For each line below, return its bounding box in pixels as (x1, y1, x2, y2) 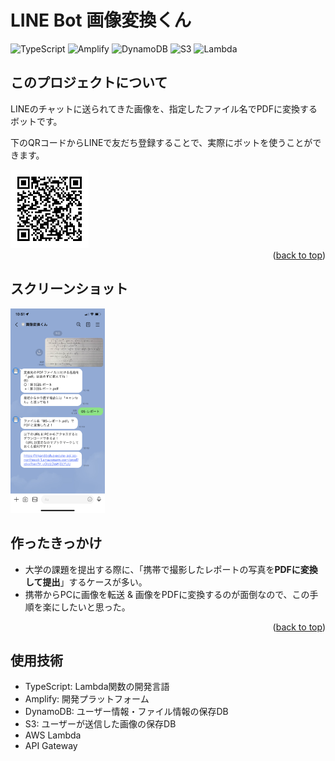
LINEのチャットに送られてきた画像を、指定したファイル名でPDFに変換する (10, 102, 318, 115)
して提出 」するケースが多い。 (24, 576, 148, 588)
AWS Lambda (24, 729, 82, 741)
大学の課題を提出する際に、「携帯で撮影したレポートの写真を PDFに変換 (24, 563, 318, 575)
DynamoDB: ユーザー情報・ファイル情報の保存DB (24, 706, 229, 718)
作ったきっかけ (10, 535, 103, 552)
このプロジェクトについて (10, 74, 168, 91)
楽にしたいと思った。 (42, 601, 131, 613)
